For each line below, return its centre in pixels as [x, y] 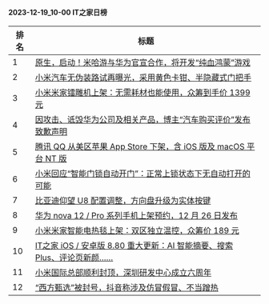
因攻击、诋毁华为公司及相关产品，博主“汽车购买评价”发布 [143, 120]
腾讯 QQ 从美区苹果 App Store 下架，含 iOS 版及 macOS [140, 146]
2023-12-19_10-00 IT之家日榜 [58, 12]
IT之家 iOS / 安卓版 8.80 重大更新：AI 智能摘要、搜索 [134, 246]
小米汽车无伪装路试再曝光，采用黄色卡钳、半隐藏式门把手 [143, 78]
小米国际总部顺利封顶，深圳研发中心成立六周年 [123, 273]
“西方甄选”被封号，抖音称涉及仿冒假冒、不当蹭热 [126, 288]
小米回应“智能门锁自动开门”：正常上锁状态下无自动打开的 [143, 174]
